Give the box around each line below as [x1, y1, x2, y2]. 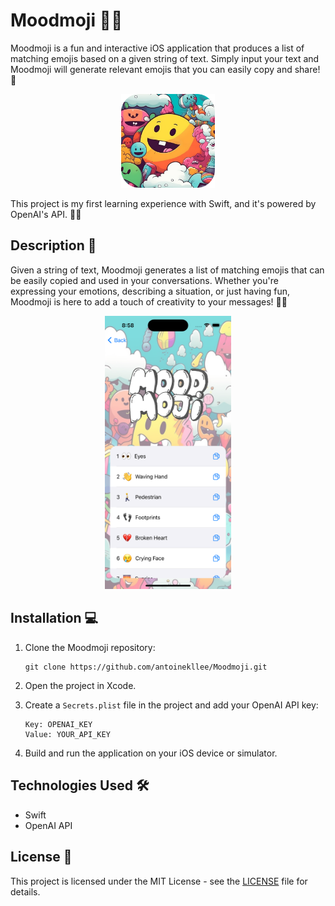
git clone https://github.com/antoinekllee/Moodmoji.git [24, 662, 268, 672]
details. [10, 885, 41, 898]
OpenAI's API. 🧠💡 [10, 208, 82, 220]
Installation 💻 [10, 610, 99, 627]
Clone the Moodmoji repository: [24, 641, 156, 653]
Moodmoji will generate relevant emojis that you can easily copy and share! [10, 63, 321, 75]
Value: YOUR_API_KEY [24, 729, 111, 739]
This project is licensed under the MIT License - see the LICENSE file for [10, 875, 308, 887]
